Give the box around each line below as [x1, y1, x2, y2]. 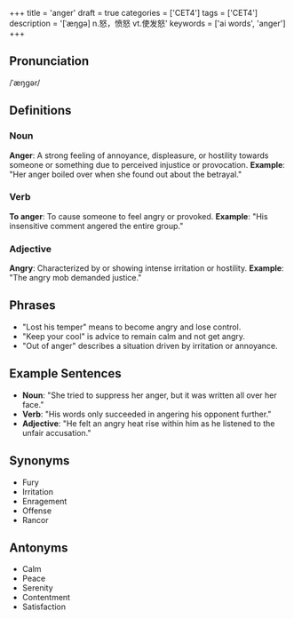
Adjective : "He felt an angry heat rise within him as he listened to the [21, 417, 275, 429]
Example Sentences [9, 366, 122, 381]
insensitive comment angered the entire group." [9, 220, 184, 231]
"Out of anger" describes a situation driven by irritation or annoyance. [21, 340, 278, 351]
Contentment [21, 592, 71, 603]
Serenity [21, 583, 53, 593]
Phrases [9, 298, 56, 313]
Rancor [21, 514, 49, 525]
